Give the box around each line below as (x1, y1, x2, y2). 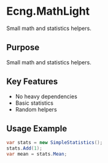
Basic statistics (15, 99, 54, 107)
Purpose (6, 42, 40, 53)
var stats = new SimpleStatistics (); (6, 140, 103, 146)
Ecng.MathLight (6, 4, 90, 18)
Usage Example (6, 123, 67, 134)
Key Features (6, 77, 58, 87)
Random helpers (15, 105, 57, 113)
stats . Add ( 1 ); (6, 145, 43, 151)
